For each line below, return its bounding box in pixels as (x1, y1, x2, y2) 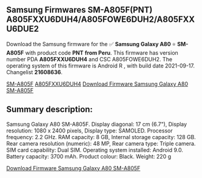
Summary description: (6, 104, 93, 115)
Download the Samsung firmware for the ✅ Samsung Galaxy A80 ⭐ (6, 40, 176, 47)
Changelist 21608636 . (6, 68, 62, 75)
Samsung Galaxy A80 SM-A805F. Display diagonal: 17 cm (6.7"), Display (6, 120, 187, 128)
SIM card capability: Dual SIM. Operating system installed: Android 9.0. (6, 146, 183, 154)
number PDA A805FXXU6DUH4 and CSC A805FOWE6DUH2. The (6, 55, 173, 63)
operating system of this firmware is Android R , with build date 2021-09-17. (6, 62, 195, 69)
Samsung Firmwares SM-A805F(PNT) (6, 5, 153, 15)
